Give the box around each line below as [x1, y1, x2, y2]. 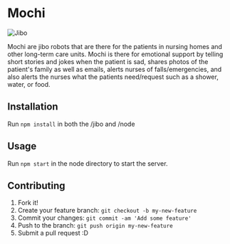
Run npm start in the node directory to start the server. [7, 159, 168, 168]
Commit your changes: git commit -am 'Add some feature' [17, 213, 192, 222]
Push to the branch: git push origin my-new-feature [17, 221, 173, 230]
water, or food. [7, 80, 51, 88]
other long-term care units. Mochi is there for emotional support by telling [7, 50, 224, 58]
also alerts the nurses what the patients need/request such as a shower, [7, 73, 219, 81]
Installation [7, 101, 58, 113]
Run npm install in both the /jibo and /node [7, 120, 135, 128]
